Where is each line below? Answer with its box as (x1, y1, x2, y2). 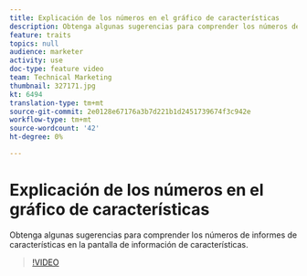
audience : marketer (9, 48, 84, 57)
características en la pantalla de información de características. (9, 239, 249, 249)
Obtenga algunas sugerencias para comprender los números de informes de (9, 229, 298, 240)
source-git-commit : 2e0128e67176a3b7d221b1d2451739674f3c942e (9, 107, 251, 116)
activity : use (9, 56, 64, 65)
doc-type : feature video (9, 65, 104, 74)
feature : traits (9, 30, 71, 39)
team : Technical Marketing (9, 73, 112, 82)
